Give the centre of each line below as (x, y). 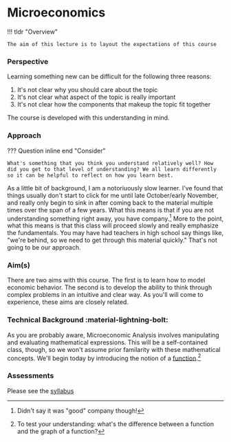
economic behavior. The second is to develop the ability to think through (110, 287)
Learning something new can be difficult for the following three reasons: (109, 76)
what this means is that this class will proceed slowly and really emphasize (113, 225)
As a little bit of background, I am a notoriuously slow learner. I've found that (115, 188)
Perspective (28, 61)
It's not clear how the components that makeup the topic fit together (114, 104)
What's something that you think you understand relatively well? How (110, 163)
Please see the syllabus (41, 390)
